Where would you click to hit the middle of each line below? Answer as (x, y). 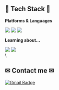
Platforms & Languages (29, 20)
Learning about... (23, 40)
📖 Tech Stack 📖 (28, 9)
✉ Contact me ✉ (29, 71)
